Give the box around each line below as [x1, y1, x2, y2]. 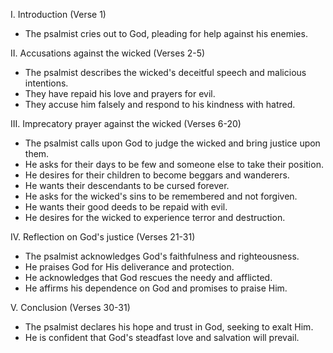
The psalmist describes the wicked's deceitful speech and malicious [24, 67, 307, 78]
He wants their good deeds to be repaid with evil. [24, 201, 228, 213]
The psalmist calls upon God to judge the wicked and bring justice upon [24, 137, 321, 149]
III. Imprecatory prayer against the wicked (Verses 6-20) [10, 118, 242, 129]
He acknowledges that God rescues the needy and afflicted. [24, 272, 273, 283]
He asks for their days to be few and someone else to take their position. [24, 159, 324, 170]
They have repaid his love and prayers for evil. [24, 88, 216, 99]
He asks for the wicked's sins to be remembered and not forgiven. [24, 190, 298, 202]
